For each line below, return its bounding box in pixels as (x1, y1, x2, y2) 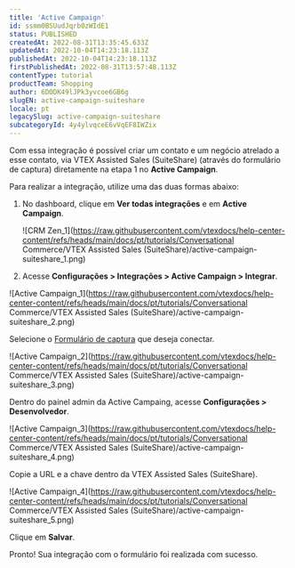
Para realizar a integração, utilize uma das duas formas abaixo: (9, 182, 240, 191)
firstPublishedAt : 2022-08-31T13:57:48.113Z (9, 63, 177, 72)
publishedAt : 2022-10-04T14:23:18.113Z (9, 54, 157, 63)
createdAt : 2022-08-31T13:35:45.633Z (9, 37, 149, 47)
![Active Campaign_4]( (9, 486, 92, 497)
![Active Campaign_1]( (9, 288, 89, 298)
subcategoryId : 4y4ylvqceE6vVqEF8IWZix (9, 121, 157, 130)
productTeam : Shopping (9, 79, 93, 88)
